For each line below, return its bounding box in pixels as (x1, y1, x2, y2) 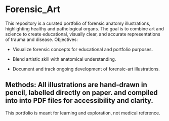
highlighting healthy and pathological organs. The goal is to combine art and (5, 25, 164, 31)
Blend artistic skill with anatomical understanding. (12, 56, 116, 62)
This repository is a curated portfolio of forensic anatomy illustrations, (5, 20, 151, 26)
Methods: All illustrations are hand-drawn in (5, 80, 148, 89)
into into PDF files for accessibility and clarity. (5, 96, 153, 105)
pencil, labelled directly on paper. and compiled (5, 89, 158, 97)
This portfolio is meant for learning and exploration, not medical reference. (5, 110, 160, 116)
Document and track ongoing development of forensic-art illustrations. (12, 66, 160, 72)
